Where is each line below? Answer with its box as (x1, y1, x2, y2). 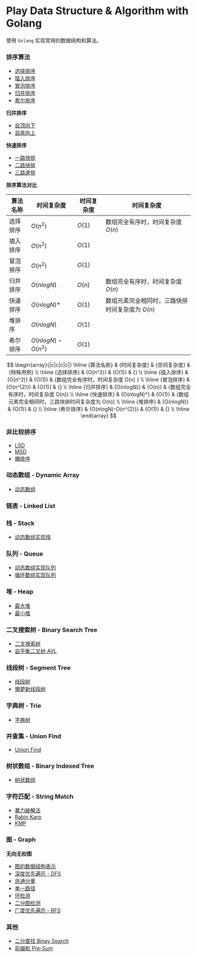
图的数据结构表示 (14, 862, 56, 869)
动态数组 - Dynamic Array (6, 471, 80, 479)
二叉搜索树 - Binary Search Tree (6, 626, 98, 634)
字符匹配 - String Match (6, 793, 74, 801)
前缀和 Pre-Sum (14, 945, 53, 952)
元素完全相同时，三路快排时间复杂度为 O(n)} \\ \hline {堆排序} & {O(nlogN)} (8, 398, 189, 406)
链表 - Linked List (6, 501, 56, 510)
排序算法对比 (6, 181, 37, 189)
